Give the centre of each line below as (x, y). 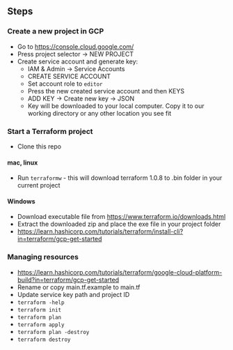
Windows (21, 201)
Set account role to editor (65, 84)
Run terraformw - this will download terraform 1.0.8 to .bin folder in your (120, 178)
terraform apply (41, 325)
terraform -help (41, 303)
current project (39, 185)
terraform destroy (44, 340)
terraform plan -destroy (53, 332)
